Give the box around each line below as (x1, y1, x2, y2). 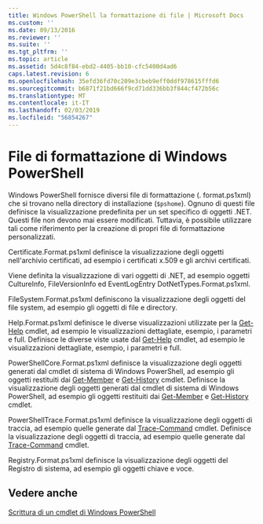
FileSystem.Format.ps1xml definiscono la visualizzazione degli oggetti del (8, 294, 246, 303)
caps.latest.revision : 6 (8, 70, 89, 78)
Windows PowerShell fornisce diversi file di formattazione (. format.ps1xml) (8, 190, 251, 200)
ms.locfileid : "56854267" (8, 114, 93, 122)
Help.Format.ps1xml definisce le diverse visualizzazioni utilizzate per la (8, 317, 238, 327)
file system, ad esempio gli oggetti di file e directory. (8, 302, 178, 312)
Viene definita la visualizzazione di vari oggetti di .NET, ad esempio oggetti (8, 270, 250, 280)
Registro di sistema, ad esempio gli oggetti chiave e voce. (8, 464, 195, 473)
